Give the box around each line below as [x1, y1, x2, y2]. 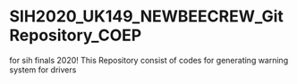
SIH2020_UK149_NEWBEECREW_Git [9, 6, 284, 27]
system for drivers [9, 64, 77, 75]
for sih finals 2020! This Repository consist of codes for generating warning [9, 55, 289, 65]
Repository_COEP [9, 25, 142, 46]
